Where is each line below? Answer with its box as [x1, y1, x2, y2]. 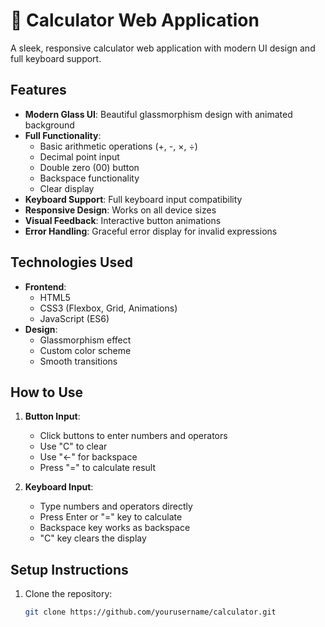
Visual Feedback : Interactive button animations [24, 214, 222, 226]
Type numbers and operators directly [39, 500, 193, 513]
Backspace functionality [39, 172, 140, 184]
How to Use [10, 384, 84, 401]
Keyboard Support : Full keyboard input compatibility [24, 193, 243, 205]
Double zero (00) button [39, 161, 140, 173]
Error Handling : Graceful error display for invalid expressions [24, 225, 278, 237]
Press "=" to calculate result [39, 462, 156, 474]
